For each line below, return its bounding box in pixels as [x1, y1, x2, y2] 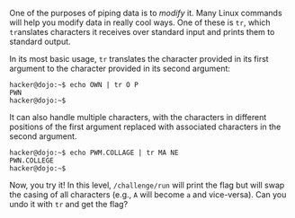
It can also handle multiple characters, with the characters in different [9, 112, 267, 122]
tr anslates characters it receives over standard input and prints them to [9, 27, 275, 37]
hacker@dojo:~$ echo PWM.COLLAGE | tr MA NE [9, 148, 179, 157]
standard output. [9, 36, 71, 47]
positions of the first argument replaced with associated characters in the [9, 121, 282, 132]
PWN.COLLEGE [9, 156, 54, 165]
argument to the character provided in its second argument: [9, 63, 231, 74]
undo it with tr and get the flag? [9, 199, 129, 209]
